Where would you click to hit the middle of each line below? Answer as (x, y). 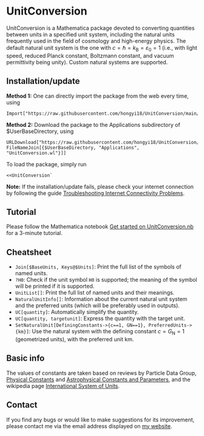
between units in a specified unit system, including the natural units (90, 34)
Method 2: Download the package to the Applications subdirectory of (93, 124)
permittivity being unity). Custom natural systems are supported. (87, 62)
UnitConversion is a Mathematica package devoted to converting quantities (100, 28)
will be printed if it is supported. (55, 286)
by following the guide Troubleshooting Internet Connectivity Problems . (96, 193)
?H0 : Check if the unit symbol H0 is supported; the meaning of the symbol (106, 280)
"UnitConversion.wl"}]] (36, 153)
